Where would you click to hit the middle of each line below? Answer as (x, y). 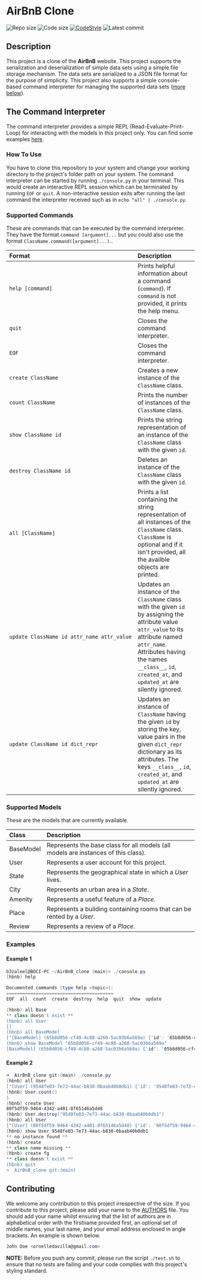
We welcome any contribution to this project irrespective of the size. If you (98, 1203)
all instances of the (164, 522)
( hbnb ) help (21, 977)
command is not (157, 296)
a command (154, 281)
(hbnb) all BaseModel (33, 1032)
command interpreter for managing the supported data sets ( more (104, 86)
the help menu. (159, 311)
